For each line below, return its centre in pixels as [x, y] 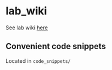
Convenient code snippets [56, 46]
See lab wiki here [27, 28]
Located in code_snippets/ [38, 60]
